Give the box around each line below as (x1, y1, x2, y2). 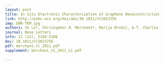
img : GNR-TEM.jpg (5, 21, 41, 26)
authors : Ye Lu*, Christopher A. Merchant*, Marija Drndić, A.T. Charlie (5, 25, 159, 30)
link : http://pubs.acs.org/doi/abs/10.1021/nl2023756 (5, 16, 117, 21)
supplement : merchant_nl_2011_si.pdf (5, 48, 82, 53)
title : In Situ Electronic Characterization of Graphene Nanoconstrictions (5, 12, 163, 17)
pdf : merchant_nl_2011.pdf (5, 43, 60, 48)
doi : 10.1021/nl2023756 (5, 39, 54, 44)
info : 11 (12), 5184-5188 (5, 35, 58, 40)
